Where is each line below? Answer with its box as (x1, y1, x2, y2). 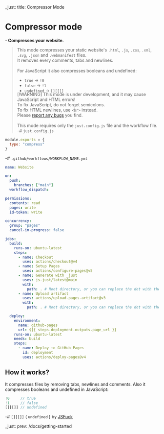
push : (9, 178, 21, 183)
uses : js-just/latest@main (22, 277, 78, 282)
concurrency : (5, 218, 32, 223)
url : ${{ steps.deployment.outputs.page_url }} (18, 327, 117, 332)
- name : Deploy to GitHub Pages (18, 345, 84, 351)
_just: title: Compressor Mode (5, 4, 65, 10)
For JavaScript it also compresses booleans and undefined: (17, 68, 137, 73)
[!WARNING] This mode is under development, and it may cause (17, 91, 146, 97)
